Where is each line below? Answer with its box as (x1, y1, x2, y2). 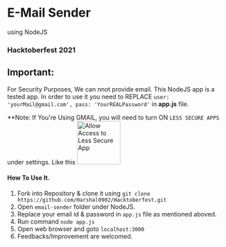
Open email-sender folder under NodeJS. (17, 203, 135, 211)
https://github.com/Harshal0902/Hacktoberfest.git (17, 196, 167, 203)
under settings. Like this (7, 157, 76, 166)
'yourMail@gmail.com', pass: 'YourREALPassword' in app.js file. (7, 99, 189, 108)
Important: (7, 67, 54, 78)
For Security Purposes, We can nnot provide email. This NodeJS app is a (7, 85, 215, 93)
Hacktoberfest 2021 (7, 45, 76, 55)
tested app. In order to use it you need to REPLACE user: (7, 92, 170, 101)
